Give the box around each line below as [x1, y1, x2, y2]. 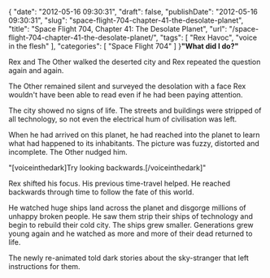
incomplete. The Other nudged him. [8, 148, 128, 156]
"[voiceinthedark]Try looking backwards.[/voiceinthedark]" [8, 163, 207, 173]
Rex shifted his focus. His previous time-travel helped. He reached [8, 178, 231, 188]
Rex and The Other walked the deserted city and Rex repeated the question [8, 57, 261, 66]
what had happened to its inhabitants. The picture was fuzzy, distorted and [8, 139, 260, 148]
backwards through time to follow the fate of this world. [8, 187, 194, 197]
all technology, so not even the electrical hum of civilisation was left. [8, 114, 237, 124]
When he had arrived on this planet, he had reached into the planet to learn [8, 130, 260, 139]
